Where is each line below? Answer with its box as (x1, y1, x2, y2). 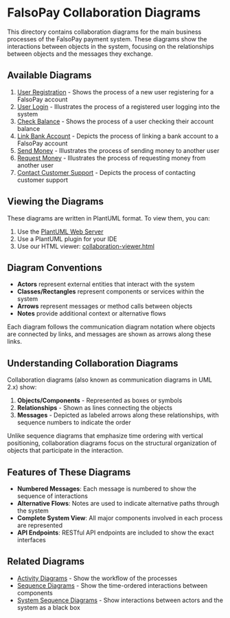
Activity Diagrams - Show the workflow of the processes (16, 574, 177, 582)
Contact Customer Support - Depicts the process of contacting (16, 168, 196, 176)
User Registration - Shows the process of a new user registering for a (16, 87, 214, 96)
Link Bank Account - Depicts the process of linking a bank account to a (16, 132, 218, 140)
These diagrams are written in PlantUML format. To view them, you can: (7, 214, 211, 222)
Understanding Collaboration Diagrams (7, 357, 179, 369)
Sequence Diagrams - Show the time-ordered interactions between (16, 581, 208, 590)
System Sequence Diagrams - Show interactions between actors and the (16, 596, 223, 604)
